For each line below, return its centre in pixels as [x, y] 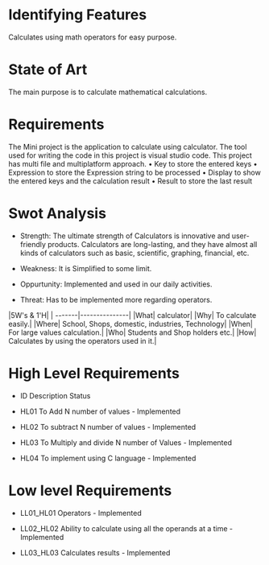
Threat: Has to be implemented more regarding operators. [116, 299]
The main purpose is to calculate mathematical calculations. [108, 92]
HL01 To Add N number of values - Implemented [100, 411]
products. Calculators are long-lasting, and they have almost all [153, 244]
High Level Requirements [94, 373]
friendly [33, 244]
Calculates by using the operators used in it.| [83, 340]
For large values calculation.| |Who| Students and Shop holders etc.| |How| [132, 332]
